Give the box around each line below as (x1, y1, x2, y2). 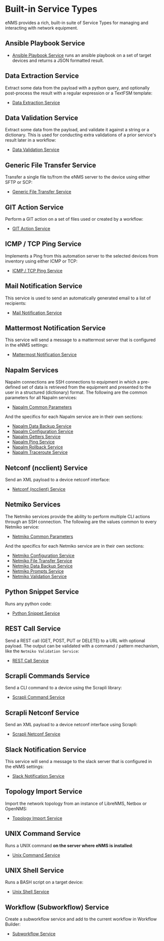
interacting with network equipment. (5, 25, 78, 30)
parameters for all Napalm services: (5, 395, 77, 401)
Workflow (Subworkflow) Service (5, 903, 109, 912)
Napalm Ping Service (12, 439, 55, 445)
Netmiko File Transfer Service (12, 558, 72, 563)
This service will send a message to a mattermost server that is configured (5, 337, 156, 343)
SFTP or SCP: (5, 179, 33, 185)
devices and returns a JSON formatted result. (12, 58, 104, 63)
